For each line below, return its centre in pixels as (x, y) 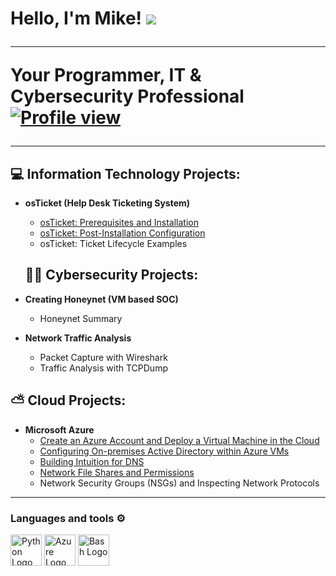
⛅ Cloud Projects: (68, 400)
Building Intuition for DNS (92, 461)
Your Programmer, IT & (106, 75)
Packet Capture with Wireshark (103, 357)
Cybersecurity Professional (127, 96)
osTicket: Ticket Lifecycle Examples (113, 243)
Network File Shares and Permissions (117, 472)
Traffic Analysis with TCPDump (103, 368)
